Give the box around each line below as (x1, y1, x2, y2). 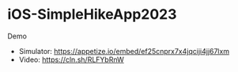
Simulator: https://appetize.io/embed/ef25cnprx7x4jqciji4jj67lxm (18, 46, 230, 56)
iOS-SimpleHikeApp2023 (7, 5, 177, 23)
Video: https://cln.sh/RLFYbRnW (18, 55, 124, 64)
